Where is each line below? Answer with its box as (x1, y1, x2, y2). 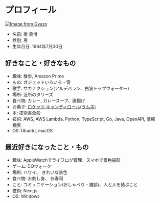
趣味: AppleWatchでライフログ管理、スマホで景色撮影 (12, 157, 121, 163)
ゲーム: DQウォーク (12, 163, 51, 169)
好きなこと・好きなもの (5, 59, 76, 68)
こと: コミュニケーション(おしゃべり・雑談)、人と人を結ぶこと (12, 181, 138, 187)
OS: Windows (12, 193, 40, 199)
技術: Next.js (12, 187, 38, 194)
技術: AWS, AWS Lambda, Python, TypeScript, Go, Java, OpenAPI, (12, 116, 146, 122)
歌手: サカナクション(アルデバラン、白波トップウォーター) (12, 85, 129, 91)
